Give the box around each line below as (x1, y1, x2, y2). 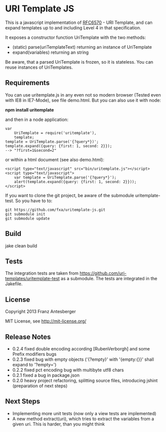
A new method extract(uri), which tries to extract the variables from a (12, 416, 154, 422)
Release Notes (5, 332, 51, 341)
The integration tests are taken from (5, 270, 79, 276)
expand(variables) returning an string (12, 49, 89, 55)
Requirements (5, 79, 50, 87)
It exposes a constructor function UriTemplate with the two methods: (5, 34, 146, 40)
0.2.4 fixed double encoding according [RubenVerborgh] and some (12, 346, 150, 351)
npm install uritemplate (5, 107, 54, 112)
